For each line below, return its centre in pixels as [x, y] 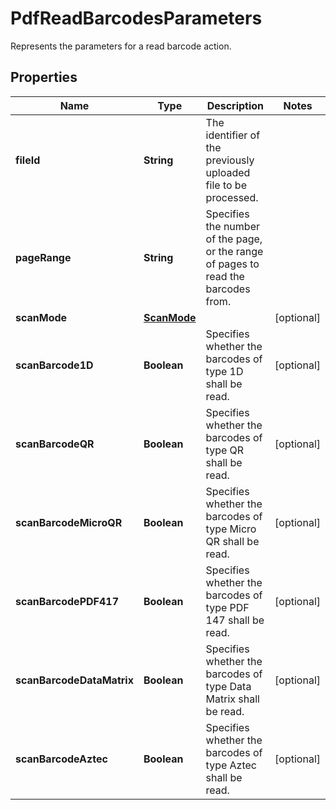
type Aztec [231, 765]
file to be [226, 185]
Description [235, 105]
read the [225, 276]
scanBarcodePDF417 [67, 601]
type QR [225, 450]
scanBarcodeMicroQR [69, 522]
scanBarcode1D [54, 365]
